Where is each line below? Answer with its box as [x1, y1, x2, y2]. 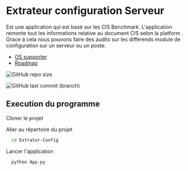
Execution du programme [6, 99, 100, 109]
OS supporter [14, 53, 47, 60]
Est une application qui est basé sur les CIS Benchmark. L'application [6, 23, 172, 30]
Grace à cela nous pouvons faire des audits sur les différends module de [6, 36, 181, 43]
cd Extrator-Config [11, 137, 59, 143]
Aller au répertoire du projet [6, 125, 73, 132]
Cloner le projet [6, 114, 44, 121]
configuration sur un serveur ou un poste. [6, 42, 106, 49]
